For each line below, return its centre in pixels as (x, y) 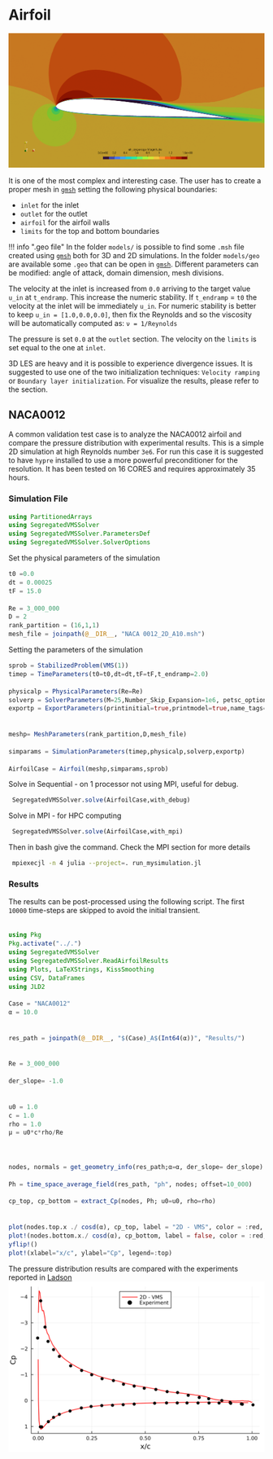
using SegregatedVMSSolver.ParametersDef (80, 534)
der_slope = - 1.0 (36, 1081)
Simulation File (38, 499)
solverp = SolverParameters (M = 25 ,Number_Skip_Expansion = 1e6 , (114, 700)
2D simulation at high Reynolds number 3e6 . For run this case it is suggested (136, 452)
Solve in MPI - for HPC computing (65, 815)
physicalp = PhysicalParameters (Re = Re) (76, 691)
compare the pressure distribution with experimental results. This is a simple (136, 443)
